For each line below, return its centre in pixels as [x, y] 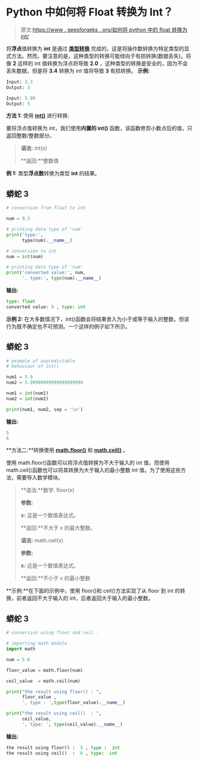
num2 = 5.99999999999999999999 [45, 382]
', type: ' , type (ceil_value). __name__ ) [72, 724]
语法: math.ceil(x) [42, 541]
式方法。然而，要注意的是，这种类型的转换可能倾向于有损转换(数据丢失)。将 [99, 56]
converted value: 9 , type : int [46, 307]
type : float [21, 301]
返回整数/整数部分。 [30, 136]
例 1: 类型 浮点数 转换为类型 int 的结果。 [53, 173]
